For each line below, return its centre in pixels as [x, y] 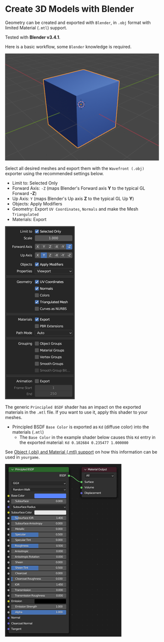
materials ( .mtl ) [28, 432]
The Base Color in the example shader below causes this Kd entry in [87, 437]
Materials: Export [29, 219]
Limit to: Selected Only [35, 183]
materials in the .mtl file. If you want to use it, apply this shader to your [76, 412]
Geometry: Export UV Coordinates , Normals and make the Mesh [75, 209]
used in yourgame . [22, 457]
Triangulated [25, 214]
